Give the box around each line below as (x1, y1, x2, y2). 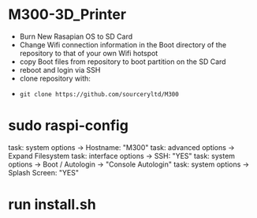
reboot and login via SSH (19, 65, 101, 74)
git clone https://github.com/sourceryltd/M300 (19, 90, 179, 98)
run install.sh (8, 196, 96, 214)
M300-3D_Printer (8, 6, 127, 24)
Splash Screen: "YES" (8, 167, 79, 177)
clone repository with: (19, 73, 91, 83)
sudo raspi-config (8, 117, 128, 135)
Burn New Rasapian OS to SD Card (19, 32, 132, 41)
